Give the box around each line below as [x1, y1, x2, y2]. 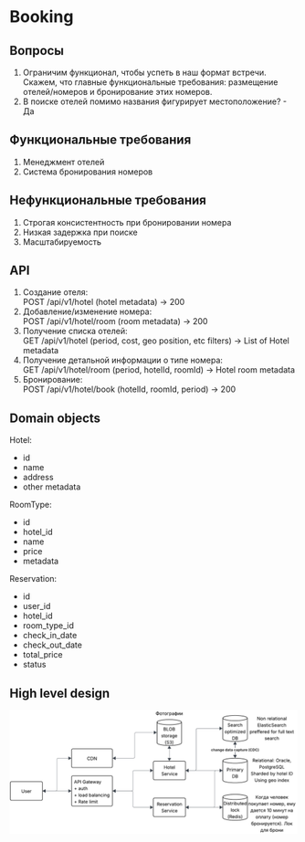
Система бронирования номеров [22, 166, 153, 177]
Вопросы [9, 43, 65, 58]
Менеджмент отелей [22, 156, 105, 167]
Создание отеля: [22, 287, 89, 298]
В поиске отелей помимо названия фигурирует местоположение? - [22, 96, 288, 107]
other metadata [22, 481, 81, 492]
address [22, 472, 54, 483]
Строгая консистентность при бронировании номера [22, 216, 232, 227]
